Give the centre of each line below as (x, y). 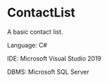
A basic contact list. (35, 32)
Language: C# (27, 45)
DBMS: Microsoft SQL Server (48, 72)
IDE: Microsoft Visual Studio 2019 (54, 58)
